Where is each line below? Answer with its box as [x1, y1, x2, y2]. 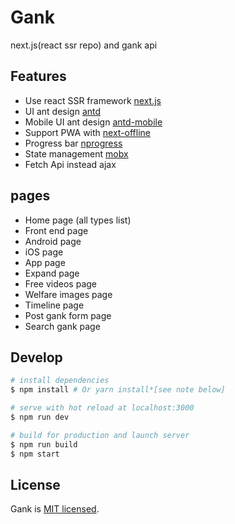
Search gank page [24, 320, 101, 332]
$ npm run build [10, 439, 78, 450]
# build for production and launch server [10, 430, 190, 440]
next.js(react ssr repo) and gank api [10, 39, 158, 51]
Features [10, 68, 67, 85]
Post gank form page [24, 309, 112, 321]
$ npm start [10, 449, 60, 459]
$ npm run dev [10, 412, 70, 422]
